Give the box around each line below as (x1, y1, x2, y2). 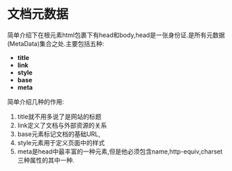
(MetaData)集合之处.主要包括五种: (7, 39, 105, 47)
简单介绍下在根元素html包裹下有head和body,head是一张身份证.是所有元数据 (7, 31, 225, 39)
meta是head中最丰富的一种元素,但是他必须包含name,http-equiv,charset (17, 147, 223, 156)
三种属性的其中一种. (17, 156, 75, 164)
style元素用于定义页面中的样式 (17, 138, 105, 147)
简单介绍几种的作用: (7, 97, 65, 105)
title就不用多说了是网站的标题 (17, 112, 102, 121)
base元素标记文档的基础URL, (17, 130, 101, 138)
